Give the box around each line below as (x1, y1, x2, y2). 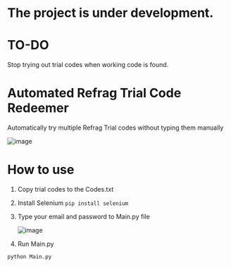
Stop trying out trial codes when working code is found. (7, 61, 169, 69)
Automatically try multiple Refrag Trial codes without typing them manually (7, 123, 224, 132)
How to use (7, 162, 75, 178)
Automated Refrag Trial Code (7, 85, 182, 101)
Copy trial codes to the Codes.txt (17, 185, 114, 193)
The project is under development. (7, 5, 214, 21)
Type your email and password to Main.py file (17, 213, 150, 221)
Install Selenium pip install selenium (17, 199, 129, 207)
